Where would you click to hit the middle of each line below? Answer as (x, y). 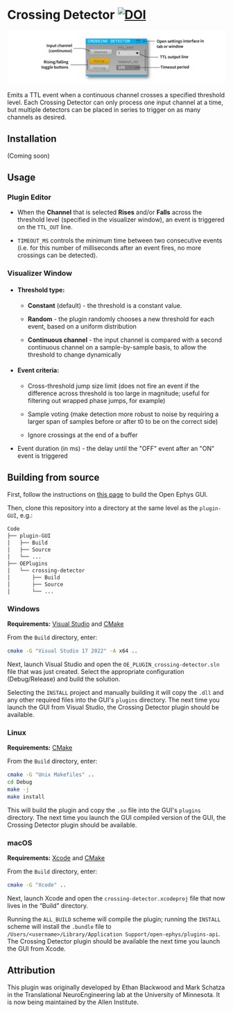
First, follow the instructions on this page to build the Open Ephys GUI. (107, 494)
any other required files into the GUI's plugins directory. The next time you (113, 700)
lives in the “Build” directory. (48, 905)
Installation (32, 139)
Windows (24, 609)
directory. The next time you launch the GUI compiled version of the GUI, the (116, 817)
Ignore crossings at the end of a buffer (83, 435)
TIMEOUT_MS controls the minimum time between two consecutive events (120, 240)
